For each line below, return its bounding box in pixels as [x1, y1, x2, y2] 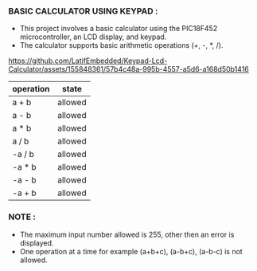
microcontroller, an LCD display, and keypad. [19, 32, 167, 41]
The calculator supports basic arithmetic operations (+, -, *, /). [19, 41, 224, 50]
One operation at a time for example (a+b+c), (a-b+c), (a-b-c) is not [19, 246, 243, 256]
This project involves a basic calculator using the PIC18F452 [19, 24, 218, 33]
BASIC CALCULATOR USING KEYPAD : [8, 6, 158, 17]
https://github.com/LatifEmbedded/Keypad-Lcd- [8, 56, 168, 65]
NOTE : [8, 211, 36, 222]
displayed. [19, 238, 54, 248]
